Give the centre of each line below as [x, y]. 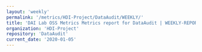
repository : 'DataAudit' [37, 34]
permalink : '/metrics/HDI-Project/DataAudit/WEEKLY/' [75, 17]
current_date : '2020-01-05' [41, 39]
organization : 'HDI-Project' [43, 28]
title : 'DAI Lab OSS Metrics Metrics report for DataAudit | [84, 23]
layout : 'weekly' [28, 12]
